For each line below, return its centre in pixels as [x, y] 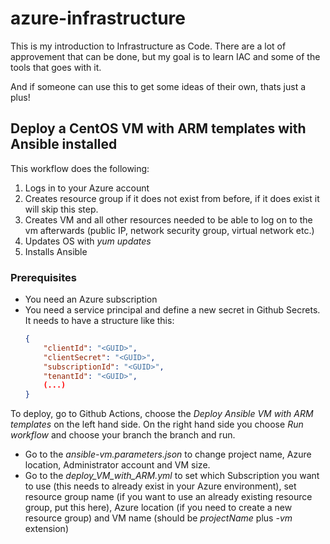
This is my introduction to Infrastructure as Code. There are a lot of [148, 46]
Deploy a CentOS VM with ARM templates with [158, 128]
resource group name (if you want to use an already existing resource [168, 497]
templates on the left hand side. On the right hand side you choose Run [157, 424]
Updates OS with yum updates [88, 241]
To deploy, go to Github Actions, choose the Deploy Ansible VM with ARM [162, 414]
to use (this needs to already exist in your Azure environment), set [160, 486]
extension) [46, 529]
